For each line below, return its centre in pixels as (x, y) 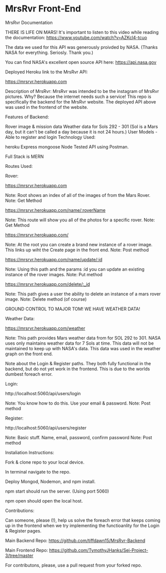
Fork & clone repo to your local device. (45, 462)
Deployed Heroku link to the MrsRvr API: (47, 72)
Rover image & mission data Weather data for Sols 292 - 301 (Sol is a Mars (82, 126)
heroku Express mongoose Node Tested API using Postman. (67, 147)
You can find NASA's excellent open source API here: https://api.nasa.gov (81, 62)
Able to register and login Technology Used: (50, 137)
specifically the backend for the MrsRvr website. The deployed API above (81, 102)
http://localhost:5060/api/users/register (46, 428)
